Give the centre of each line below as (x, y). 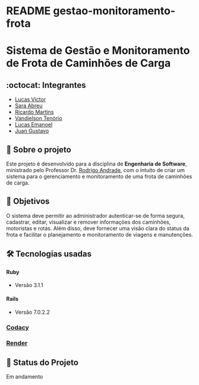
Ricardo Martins (34, 112)
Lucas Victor (30, 100)
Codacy (18, 327)
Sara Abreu (29, 106)
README (29, 11)
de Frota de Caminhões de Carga (89, 63)
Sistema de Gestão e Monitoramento (98, 51)
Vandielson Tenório (38, 118)
